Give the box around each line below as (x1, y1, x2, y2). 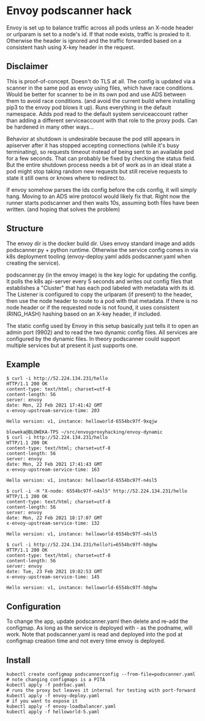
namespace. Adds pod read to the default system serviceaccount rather (6, 110, 188, 117)
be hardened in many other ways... (6, 123, 94, 131)
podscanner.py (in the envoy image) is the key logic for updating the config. (6, 271, 198, 278)
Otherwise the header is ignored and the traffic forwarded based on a (6, 37, 182, 44)
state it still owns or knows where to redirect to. (6, 174, 126, 181)
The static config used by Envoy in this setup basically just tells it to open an (6, 322, 199, 329)
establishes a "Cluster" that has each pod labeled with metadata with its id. (6, 284, 196, 291)
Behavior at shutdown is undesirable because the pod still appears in (6, 135, 181, 142)
